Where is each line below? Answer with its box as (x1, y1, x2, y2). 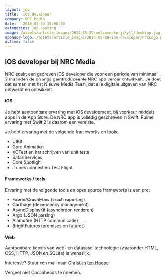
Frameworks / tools (5, 176, 46, 182)
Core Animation (12, 144, 44, 150)
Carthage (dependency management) (12, 201, 89, 207)
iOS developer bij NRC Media (5, 58, 95, 66)
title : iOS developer (5, 12, 52, 17)
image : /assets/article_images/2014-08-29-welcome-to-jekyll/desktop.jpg (5, 30, 161, 35)
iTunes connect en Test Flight (12, 164, 73, 170)
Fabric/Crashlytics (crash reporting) (12, 196, 85, 202)
